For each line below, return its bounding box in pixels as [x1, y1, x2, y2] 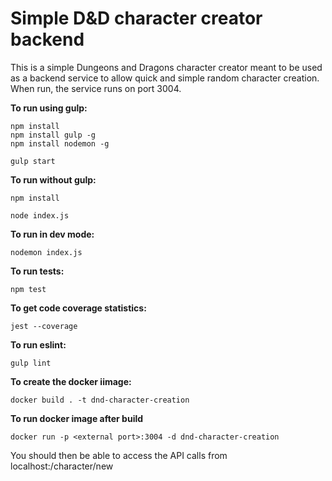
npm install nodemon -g [10, 138, 110, 149]
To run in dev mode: [10, 228, 95, 240]
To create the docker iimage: [10, 375, 132, 387]
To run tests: [10, 265, 65, 277]
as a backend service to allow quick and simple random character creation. [10, 72, 320, 84]
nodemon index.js [10, 247, 83, 257]
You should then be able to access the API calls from [10, 449, 228, 461]
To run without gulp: [10, 173, 97, 186]
